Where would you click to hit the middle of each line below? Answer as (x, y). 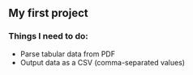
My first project (48, 13)
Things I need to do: (48, 36)
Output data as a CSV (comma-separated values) (102, 62)
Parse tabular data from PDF (68, 54)
